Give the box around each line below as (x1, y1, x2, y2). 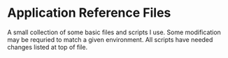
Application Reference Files (7, 5, 171, 21)
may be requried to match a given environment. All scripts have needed (7, 35, 213, 43)
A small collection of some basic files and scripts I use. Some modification (7, 28, 222, 36)
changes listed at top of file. (7, 43, 88, 51)
